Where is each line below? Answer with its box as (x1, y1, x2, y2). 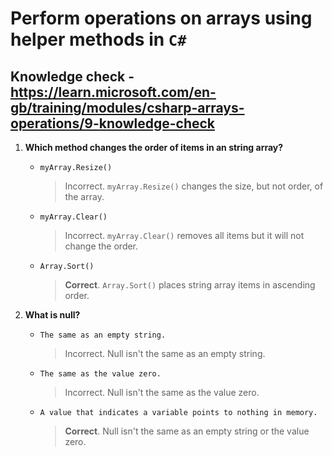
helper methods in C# (10, 28, 187, 51)
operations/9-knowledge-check (10, 115, 216, 132)
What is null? (24, 309, 81, 321)
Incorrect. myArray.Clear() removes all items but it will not (64, 230, 305, 241)
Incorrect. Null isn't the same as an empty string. (64, 348, 266, 359)
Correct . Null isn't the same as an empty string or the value (64, 425, 310, 437)
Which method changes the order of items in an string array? (24, 142, 284, 153)
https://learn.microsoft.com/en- (10, 83, 217, 101)
